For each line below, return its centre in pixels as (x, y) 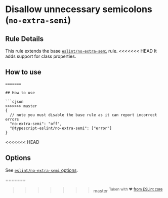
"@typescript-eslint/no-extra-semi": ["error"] (61, 128)
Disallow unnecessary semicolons (79, 9)
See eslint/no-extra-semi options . (42, 170)
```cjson (14, 102)
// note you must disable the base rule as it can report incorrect (83, 115)
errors (12, 119)
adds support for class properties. (41, 56)
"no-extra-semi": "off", (36, 124)
